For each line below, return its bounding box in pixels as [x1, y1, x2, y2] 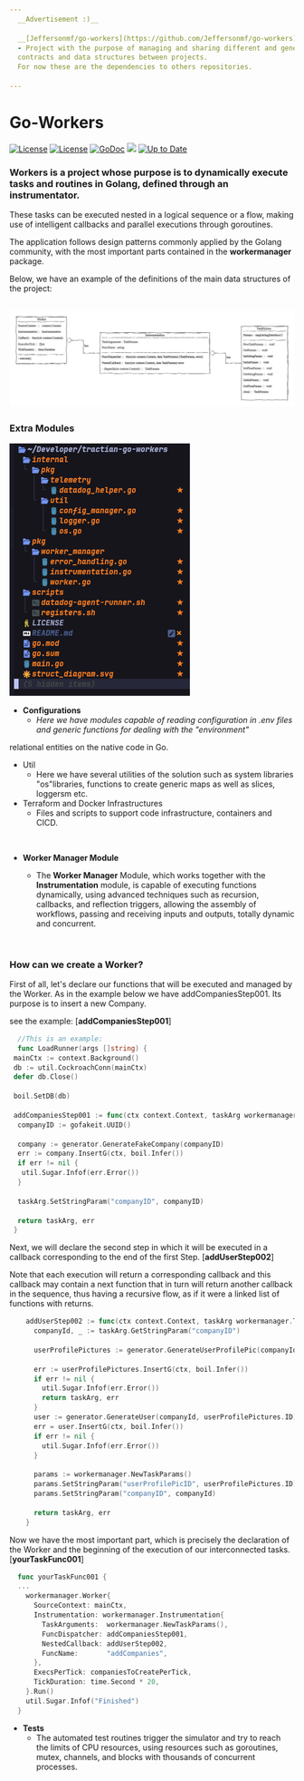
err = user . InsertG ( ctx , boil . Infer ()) [33, 1422, 184, 1431]
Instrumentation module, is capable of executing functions [35, 879, 257, 890]
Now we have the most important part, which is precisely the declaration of [9, 1534, 290, 1545]
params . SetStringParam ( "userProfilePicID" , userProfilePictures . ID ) [33, 1480, 298, 1489]
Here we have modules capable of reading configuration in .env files [35, 714, 293, 725]
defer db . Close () [13, 1072, 79, 1081]
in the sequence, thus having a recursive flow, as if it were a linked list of [9, 1288, 280, 1299]
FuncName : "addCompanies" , [42, 1649, 168, 1658]
